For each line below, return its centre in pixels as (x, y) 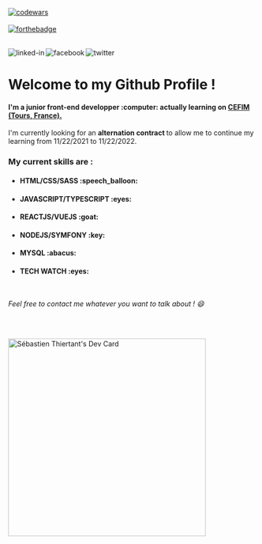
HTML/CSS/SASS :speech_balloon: (79, 180)
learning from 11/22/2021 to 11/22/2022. (73, 142)
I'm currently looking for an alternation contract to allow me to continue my (131, 133)
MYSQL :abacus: (48, 253)
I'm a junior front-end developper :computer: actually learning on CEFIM (129, 107)
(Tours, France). (35, 115)
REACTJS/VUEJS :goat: (59, 217)
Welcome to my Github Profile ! (112, 85)
